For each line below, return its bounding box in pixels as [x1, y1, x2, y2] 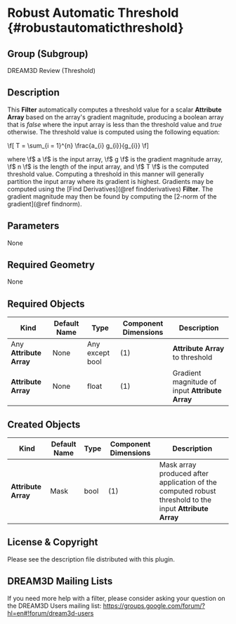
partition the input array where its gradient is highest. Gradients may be [7, 177, 214, 185]
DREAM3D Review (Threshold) [7, 67, 96, 74]
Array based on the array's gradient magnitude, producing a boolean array [7, 112, 224, 121]
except [86, 348, 110, 358]
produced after [159, 469, 209, 479]
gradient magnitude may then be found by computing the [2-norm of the [7, 192, 217, 201]
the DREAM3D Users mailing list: [7, 602, 102, 610]
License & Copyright [7, 536, 98, 548]
